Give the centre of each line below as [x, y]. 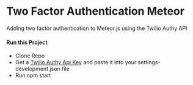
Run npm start [33, 75]
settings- [149, 62]
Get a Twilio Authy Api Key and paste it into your [76, 62]
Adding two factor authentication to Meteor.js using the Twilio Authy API [97, 28]
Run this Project [27, 42]
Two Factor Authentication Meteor [96, 11]
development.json [38, 69]
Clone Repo [30, 56]
